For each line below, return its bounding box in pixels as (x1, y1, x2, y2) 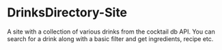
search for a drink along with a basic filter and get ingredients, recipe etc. (7, 34, 214, 42)
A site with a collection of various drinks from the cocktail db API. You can (7, 27, 215, 36)
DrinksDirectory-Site (7, 5, 128, 21)
